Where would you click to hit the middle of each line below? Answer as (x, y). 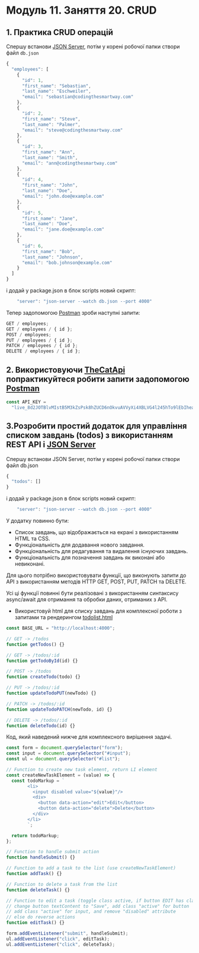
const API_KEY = (26, 402)
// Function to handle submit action (53, 852)
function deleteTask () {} (38, 890)
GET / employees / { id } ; (39, 329)
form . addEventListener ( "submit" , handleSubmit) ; (67, 933)
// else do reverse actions (41, 917)
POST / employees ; (29, 335)
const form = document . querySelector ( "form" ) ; (65, 748)
